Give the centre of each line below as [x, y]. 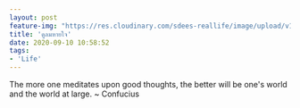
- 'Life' [25, 59]
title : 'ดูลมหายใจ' [41, 34]
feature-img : [33, 26]
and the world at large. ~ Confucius [75, 94]
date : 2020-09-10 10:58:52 [59, 42]
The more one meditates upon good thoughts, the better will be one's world [148, 84]
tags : [19, 51]
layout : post [33, 17]
